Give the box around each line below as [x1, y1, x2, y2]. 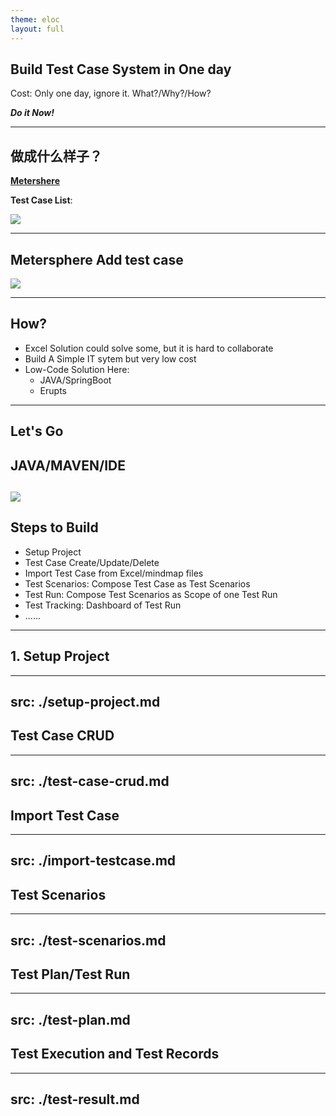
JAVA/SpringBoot [39, 374, 112, 386]
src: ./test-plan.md [10, 1011, 131, 1028]
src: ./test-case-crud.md [10, 773, 170, 790]
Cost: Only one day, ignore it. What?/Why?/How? [10, 87, 212, 100]
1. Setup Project [10, 648, 110, 665]
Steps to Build [10, 519, 99, 536]
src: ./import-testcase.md [10, 852, 177, 870]
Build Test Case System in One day [10, 61, 232, 78]
